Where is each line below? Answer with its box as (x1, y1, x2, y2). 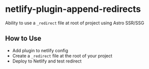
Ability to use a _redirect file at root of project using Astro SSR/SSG (5, 20, 145, 26)
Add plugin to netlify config (12, 47, 69, 53)
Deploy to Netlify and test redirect (12, 58, 82, 64)
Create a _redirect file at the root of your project (12, 53, 113, 59)
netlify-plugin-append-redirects (5, 3, 141, 15)
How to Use (5, 34, 42, 43)
